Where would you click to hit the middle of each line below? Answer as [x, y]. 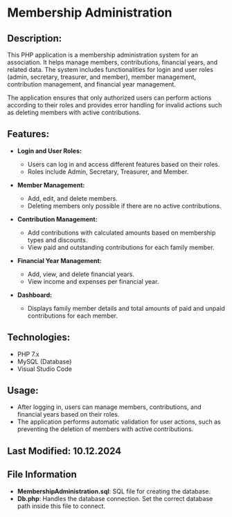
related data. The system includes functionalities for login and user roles [110, 70]
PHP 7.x [28, 354]
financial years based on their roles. [68, 415]
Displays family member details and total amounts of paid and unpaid [126, 308]
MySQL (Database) [44, 361]
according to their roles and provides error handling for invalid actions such [115, 105]
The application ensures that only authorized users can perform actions [109, 98]
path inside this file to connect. [61, 506]
